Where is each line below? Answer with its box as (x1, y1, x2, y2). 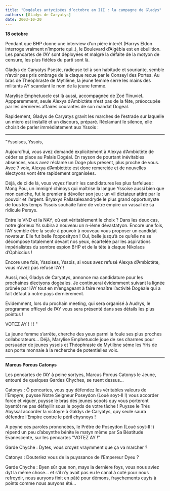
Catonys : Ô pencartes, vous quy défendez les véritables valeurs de (5, 387, 147, 393)
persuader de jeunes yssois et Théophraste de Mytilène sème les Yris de (5, 342, 157, 348)
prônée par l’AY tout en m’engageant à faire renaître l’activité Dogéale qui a (5, 285, 161, 291)
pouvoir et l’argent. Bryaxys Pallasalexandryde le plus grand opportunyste (5, 196, 159, 202)
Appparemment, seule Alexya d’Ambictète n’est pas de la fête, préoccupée (5, 98, 161, 104)
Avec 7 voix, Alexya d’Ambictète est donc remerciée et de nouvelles (5, 165, 146, 171)
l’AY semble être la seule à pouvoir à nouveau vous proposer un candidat (5, 228, 157, 234)
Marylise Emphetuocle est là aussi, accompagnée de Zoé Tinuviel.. (5, 93, 145, 99)
